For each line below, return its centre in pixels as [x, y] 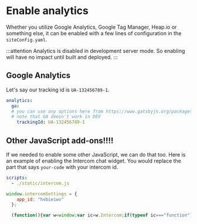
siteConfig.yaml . [27, 39]
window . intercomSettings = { [42, 194]
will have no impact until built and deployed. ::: [62, 57]
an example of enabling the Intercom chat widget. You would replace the [94, 161]
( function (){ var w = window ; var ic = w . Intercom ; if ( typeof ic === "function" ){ [103, 215]
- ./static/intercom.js [40, 183]
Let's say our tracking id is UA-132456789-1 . [58, 90]
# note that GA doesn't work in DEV [56, 117]
